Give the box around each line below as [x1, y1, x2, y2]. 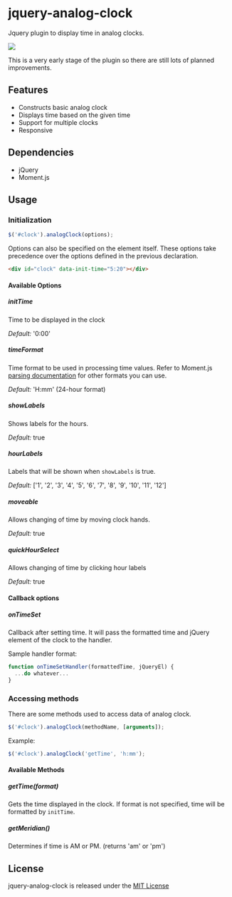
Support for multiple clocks [18, 118, 99, 126]
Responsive [18, 126, 53, 134]
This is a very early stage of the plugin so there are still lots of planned [8, 56, 215, 64]
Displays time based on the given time [18, 111, 131, 119]
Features [8, 84, 48, 96]
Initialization [8, 215, 52, 225]
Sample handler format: [8, 649, 78, 658]
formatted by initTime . [8, 808, 75, 816]
